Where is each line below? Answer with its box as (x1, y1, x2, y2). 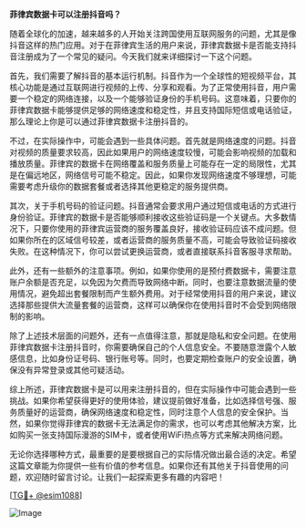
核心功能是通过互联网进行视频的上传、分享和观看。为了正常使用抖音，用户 (9, 82, 289, 92)
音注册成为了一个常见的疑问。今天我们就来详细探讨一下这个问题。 (9, 51, 257, 62)
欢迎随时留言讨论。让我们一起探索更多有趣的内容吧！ (25, 471, 225, 482)
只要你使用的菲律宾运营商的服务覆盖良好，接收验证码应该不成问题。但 (33, 223, 297, 233)
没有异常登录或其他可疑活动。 (16, 365, 129, 375)
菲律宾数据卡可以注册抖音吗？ (9, 9, 121, 19)
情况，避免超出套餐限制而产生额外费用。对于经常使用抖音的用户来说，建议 (16, 288, 297, 299)
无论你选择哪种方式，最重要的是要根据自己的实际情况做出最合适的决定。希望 (9, 449, 297, 460)
